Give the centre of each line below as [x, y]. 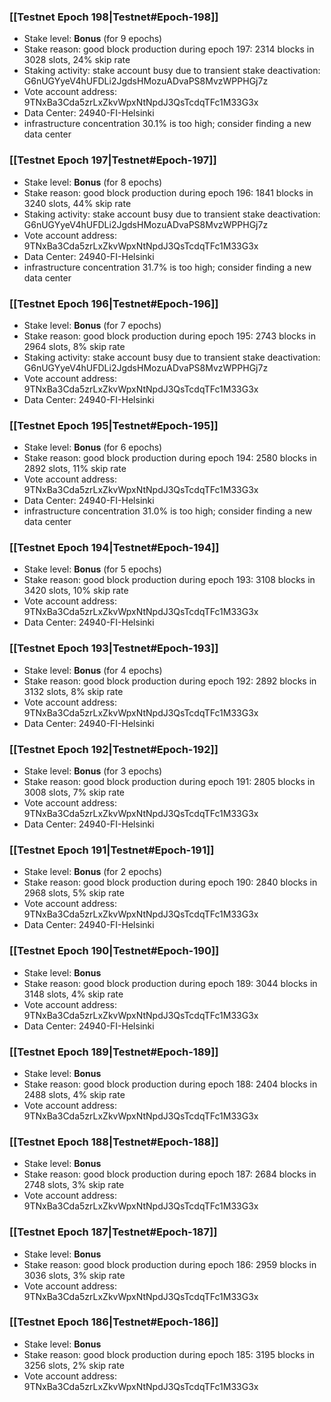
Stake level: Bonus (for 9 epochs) [93, 39]
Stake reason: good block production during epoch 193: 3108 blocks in [169, 580]
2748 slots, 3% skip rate [74, 1185]
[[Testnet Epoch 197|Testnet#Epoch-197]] [113, 160]
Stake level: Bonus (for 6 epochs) [93, 447]
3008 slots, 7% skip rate [74, 792]
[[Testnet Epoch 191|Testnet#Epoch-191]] [112, 850]
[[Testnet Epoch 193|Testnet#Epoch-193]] [114, 648]
